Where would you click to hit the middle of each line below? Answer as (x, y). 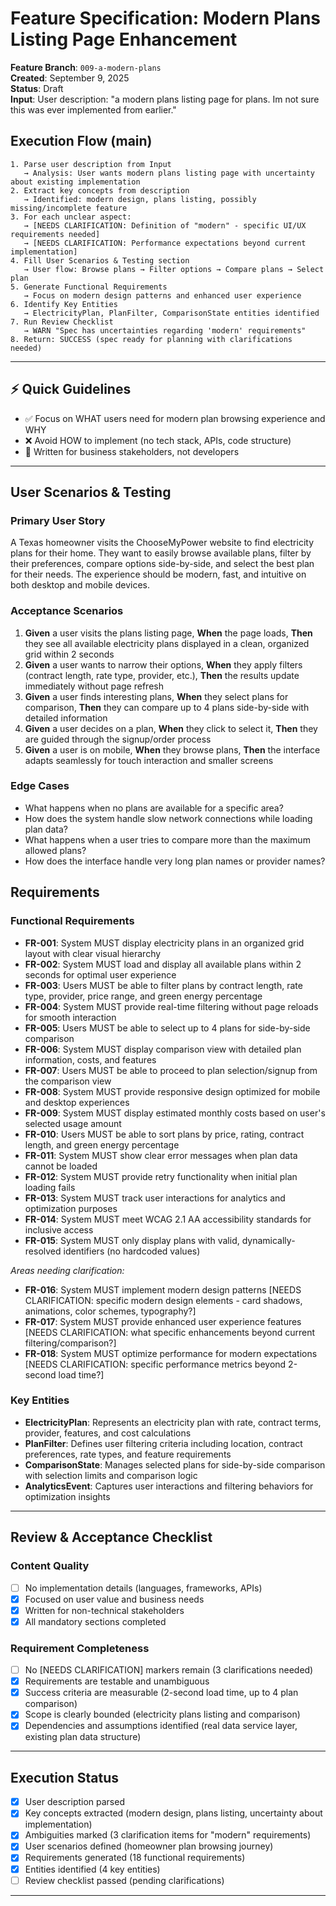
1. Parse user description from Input (91, 164)
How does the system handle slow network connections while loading (168, 818)
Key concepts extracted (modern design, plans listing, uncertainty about (173, 1813)
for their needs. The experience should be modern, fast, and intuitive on (158, 574)
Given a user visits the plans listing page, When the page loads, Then (168, 633)
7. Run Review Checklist (62, 322)
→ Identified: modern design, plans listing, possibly (140, 199)
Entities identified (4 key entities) (92, 1869)
